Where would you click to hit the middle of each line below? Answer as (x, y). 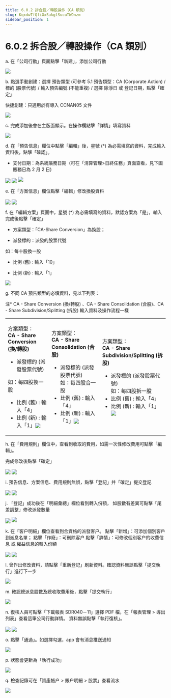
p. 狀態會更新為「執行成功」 (35, 660)
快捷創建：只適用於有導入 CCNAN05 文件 (49, 105)
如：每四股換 (23, 382)
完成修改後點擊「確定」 (30, 461)
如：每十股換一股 (23, 251)
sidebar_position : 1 (27, 19)
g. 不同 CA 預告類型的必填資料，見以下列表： (53, 293)
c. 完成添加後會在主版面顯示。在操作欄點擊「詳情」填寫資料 (68, 126)
